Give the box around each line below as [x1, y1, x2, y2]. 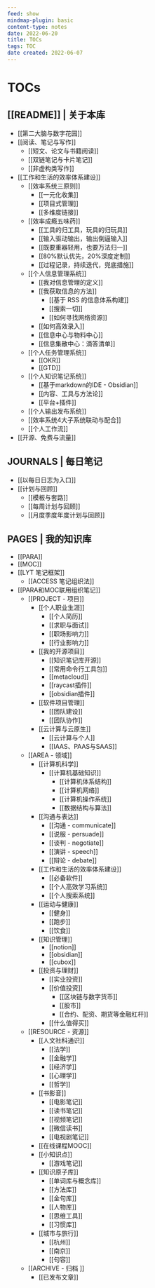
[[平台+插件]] [38, 398, 77, 407]
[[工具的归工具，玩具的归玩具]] [38, 225, 128, 233]
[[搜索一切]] [48, 304, 83, 313]
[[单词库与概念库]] [48, 1176, 102, 1185]
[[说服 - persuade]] [48, 829, 105, 838]
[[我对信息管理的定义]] [38, 278, 103, 286]
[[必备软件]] [48, 874, 83, 882]
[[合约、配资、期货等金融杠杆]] [59, 1010, 149, 1018]
